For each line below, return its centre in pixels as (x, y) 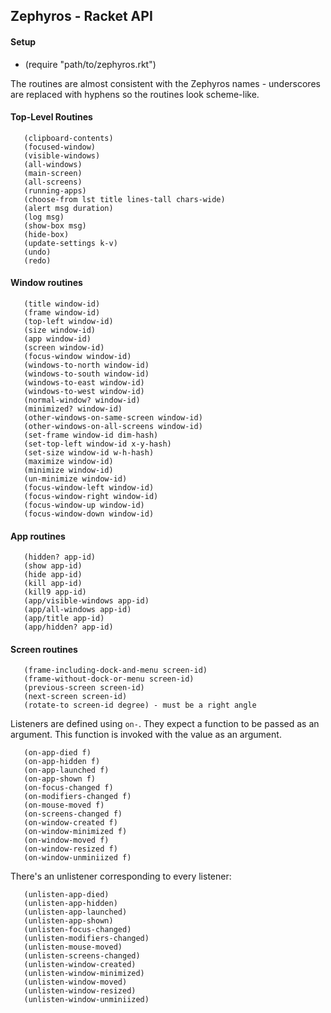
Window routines (46, 283)
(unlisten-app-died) (66, 895)
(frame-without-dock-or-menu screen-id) (109, 679)
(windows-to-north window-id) (86, 365)
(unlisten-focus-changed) (77, 930)
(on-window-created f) (70, 823)
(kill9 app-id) (55, 592)
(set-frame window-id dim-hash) (91, 435)
